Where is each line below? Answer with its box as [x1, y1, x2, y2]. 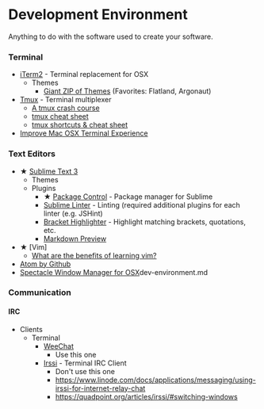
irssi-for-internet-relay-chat [55, 383, 146, 393]
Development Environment [8, 6, 188, 24]
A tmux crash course [31, 103, 101, 113]
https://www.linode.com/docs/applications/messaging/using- [55, 375, 256, 384]
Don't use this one [55, 366, 115, 376]
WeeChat [43, 341, 74, 350]
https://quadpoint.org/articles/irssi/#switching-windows [55, 392, 238, 401]
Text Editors [8, 148, 56, 159]
